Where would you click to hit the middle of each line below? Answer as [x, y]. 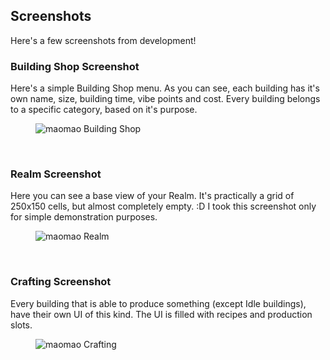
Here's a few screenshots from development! [103, 40]
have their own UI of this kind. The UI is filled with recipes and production [161, 314]
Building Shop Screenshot [75, 66]
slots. [21, 325]
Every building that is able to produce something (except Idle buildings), [158, 303]
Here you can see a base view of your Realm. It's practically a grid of [152, 196]
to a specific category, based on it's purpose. [104, 110]
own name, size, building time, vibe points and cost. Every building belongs [165, 99]
